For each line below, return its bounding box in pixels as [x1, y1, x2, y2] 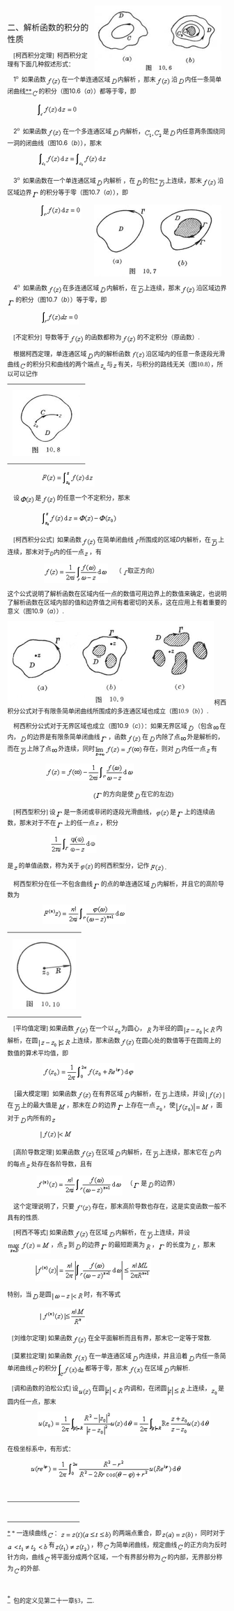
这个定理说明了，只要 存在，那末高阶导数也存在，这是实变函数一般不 [13, 1203, 226, 1210]
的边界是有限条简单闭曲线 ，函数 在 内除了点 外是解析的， [26, 733, 224, 741]
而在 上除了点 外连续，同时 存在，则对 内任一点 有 [7, 745, 217, 752]
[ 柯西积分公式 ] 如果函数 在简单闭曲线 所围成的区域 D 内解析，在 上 [13, 535, 225, 544]
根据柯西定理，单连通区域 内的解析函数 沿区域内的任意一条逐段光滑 [13, 350, 225, 358]
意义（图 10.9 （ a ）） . [7, 607, 64, 616]
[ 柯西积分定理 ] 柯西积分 [13, 52, 82, 59]
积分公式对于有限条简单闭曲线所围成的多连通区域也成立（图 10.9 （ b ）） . [7, 708, 209, 715]
